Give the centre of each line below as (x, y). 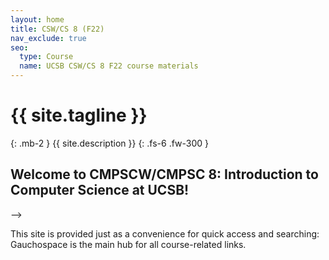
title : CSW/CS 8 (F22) (57, 29)
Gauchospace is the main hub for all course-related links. (128, 244)
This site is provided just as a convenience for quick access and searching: (165, 233)
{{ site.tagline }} (79, 115)
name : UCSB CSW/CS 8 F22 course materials (109, 66)
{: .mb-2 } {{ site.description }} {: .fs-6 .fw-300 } (110, 143)
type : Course (46, 57)
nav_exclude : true (48, 38)
